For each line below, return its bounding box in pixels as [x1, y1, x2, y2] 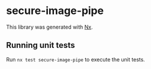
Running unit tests [6, 40, 75, 50]
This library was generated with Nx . [6, 23, 93, 30]
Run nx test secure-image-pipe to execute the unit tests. [6, 56, 145, 63]
